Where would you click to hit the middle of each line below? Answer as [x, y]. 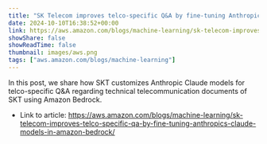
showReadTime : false [43, 45]
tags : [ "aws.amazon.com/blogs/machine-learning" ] [92, 60]
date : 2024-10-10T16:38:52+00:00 [64, 23]
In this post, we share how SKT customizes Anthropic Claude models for [126, 82]
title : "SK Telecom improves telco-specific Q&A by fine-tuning [117, 16]
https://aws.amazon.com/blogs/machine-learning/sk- [156, 115]
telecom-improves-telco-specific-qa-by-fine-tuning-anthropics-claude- [138, 123]
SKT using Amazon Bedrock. [55, 99]
